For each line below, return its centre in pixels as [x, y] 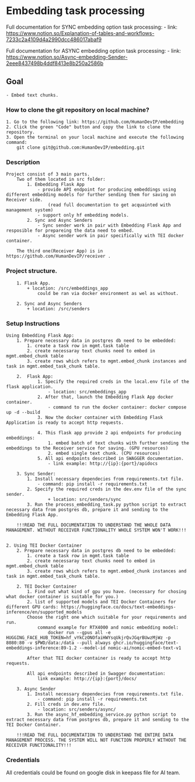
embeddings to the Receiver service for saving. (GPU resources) [87, 448]
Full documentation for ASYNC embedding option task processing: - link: [93, 50]
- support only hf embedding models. [83, 215]
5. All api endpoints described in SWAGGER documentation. [110, 458]
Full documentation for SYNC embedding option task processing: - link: [92, 27]
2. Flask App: [35, 376]
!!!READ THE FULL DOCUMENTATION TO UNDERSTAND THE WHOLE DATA [94, 525]
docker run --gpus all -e [79, 632]
